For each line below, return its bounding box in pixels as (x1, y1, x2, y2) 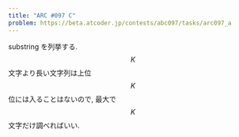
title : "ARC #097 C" (8, 11, 77, 20)
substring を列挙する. (8, 41, 78, 51)
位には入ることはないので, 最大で (8, 94, 116, 104)
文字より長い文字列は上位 (8, 68, 92, 78)
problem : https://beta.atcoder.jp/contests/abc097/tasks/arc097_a (8, 19, 232, 27)
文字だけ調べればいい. (8, 120, 81, 130)
